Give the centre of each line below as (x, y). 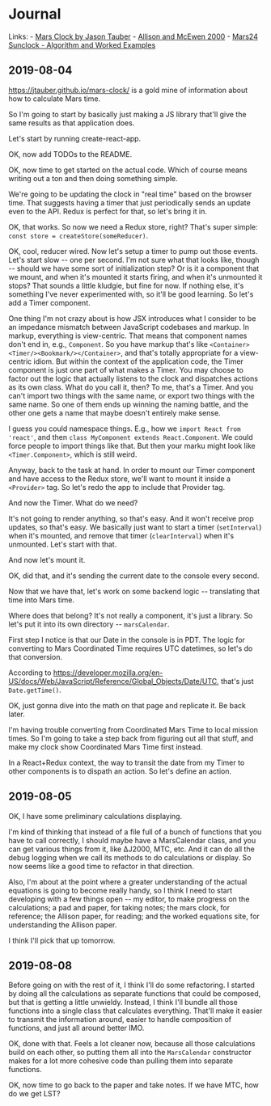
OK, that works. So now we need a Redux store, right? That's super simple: (133, 226)
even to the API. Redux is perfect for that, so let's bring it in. (108, 211)
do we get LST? (34, 1094)
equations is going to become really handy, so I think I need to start (121, 890)
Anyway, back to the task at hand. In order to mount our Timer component (132, 470)
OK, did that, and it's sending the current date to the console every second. (134, 576)
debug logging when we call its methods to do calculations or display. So (130, 857)
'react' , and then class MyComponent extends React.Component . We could (131, 437)
